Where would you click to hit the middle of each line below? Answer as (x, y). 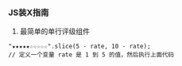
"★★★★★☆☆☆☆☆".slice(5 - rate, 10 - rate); (79, 47)
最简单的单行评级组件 (54, 31)
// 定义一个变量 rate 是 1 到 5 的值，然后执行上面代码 (91, 55)
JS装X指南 (29, 12)
